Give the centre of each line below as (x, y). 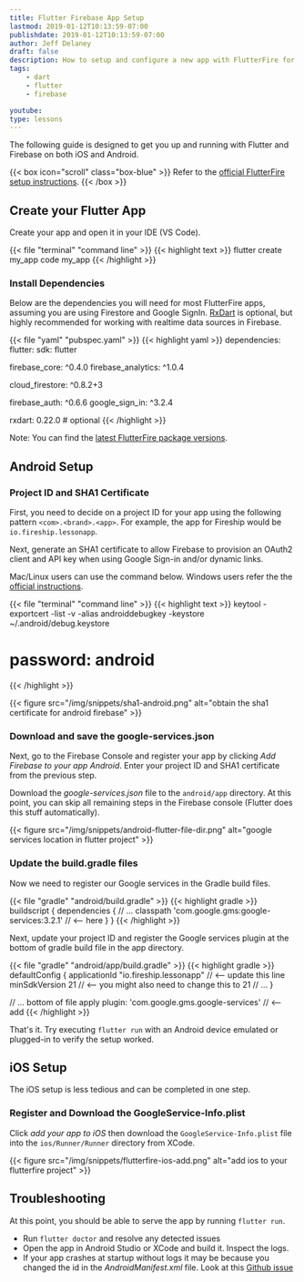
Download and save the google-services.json (112, 736)
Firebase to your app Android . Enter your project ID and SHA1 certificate (145, 766)
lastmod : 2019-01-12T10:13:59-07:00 (79, 26)
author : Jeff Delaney (51, 43)
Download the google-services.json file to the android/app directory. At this (150, 793)
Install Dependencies (57, 283)
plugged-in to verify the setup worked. (82, 1039)
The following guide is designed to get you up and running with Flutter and (149, 145)
